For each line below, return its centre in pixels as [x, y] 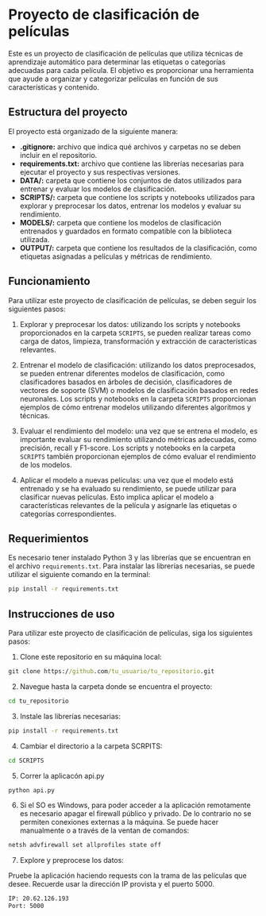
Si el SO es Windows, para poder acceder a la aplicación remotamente [135, 805]
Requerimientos [48, 539]
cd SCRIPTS [26, 760]
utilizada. [35, 239]
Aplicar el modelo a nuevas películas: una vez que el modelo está [127, 480]
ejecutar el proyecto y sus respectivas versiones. [100, 171]
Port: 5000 [26, 906]
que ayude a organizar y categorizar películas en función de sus [113, 79]
